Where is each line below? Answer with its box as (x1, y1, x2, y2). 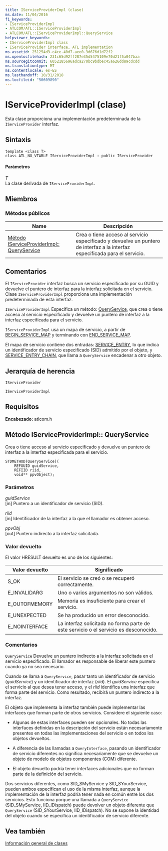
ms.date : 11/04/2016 (5, 12, 48, 17)
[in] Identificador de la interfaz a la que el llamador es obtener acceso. (5, 515, 150, 521)
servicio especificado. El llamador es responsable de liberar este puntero (5, 658, 156, 664)
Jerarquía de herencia (5, 367, 75, 376)
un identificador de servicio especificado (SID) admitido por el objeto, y (5, 347, 152, 353)
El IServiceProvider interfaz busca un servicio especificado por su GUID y (5, 281, 159, 287)
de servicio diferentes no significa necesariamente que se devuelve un (12, 750, 158, 756)
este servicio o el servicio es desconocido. (57, 626, 158, 633)
